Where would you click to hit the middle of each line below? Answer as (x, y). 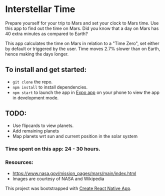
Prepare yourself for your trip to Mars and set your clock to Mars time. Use (82, 23)
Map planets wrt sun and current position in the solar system (75, 136)
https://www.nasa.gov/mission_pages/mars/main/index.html (74, 173)
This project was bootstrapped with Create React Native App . (68, 188)
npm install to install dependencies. (50, 87)
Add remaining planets (35, 130)
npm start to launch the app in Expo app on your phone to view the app (86, 92)
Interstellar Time (40, 9)
